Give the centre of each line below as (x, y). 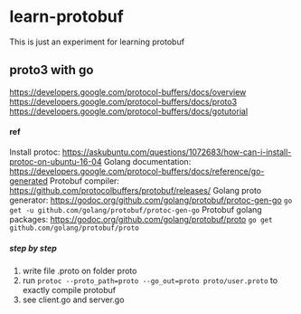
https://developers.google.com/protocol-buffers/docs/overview (128, 91)
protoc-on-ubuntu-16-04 (56, 161)
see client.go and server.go (73, 300)
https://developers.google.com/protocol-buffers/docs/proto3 (123, 101)
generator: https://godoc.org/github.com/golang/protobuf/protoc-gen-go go (151, 200)
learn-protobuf (66, 17)
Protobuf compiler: (85, 181)
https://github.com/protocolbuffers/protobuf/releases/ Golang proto (136, 190)
